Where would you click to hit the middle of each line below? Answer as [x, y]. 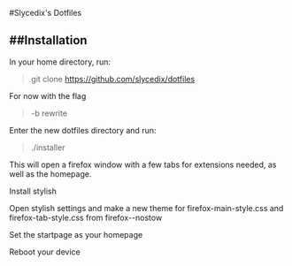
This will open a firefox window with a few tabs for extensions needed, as [143, 164]
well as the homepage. [50, 174]
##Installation [48, 40]
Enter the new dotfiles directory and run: [83, 130]
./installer [48, 147]
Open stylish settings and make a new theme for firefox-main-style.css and [146, 208]
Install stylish [33, 191]
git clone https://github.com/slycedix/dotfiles [113, 79]
